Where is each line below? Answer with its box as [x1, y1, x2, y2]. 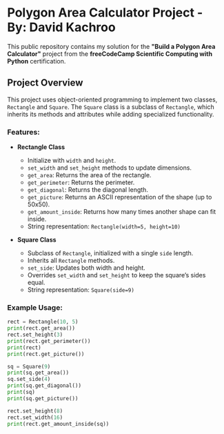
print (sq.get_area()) [7, 369, 70, 377]
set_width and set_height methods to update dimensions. [27, 164, 192, 172]
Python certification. [7, 57, 66, 65]
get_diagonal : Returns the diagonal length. [27, 186, 148, 194]
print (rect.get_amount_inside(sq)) [7, 420, 110, 427]
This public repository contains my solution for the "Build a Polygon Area [7, 42, 216, 50]
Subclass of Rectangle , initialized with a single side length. [27, 249, 194, 257]
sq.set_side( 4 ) [7, 376, 51, 383]
